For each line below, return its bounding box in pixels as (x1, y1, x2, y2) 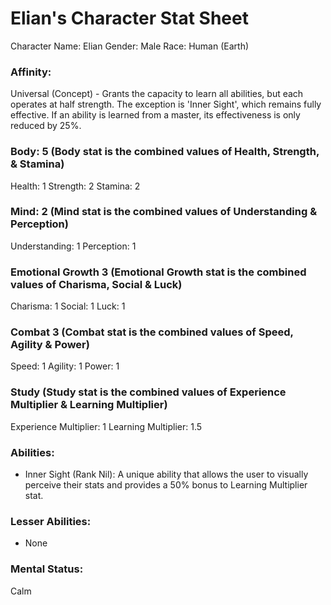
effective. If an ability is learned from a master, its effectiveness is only (10, 109, 301, 121)
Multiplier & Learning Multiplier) (10, 398, 168, 412)
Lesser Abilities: (10, 514, 92, 528)
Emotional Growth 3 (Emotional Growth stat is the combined (10, 265, 307, 279)
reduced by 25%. (10, 120, 82, 132)
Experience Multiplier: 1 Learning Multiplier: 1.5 (10, 420, 203, 432)
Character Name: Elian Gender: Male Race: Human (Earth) (10, 40, 250, 52)
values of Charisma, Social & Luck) (10, 277, 183, 291)
